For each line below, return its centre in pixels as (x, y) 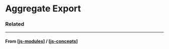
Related (15, 24)
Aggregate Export (43, 9)
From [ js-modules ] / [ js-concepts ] (41, 41)
